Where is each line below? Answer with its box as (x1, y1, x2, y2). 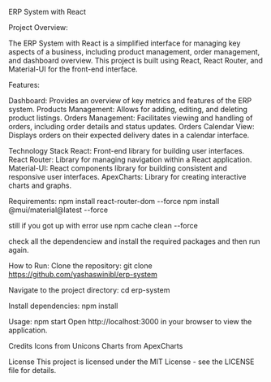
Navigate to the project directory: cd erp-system (8, 285, 170, 295)
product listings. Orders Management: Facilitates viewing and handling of (8, 113, 253, 123)
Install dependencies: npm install (8, 301, 118, 310)
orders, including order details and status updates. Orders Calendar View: (8, 122, 255, 131)
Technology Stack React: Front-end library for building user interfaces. (8, 146, 245, 155)
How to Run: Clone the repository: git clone (8, 261, 153, 271)
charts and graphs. (8, 180, 72, 190)
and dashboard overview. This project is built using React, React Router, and (8, 56, 264, 65)
